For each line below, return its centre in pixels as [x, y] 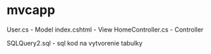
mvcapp [31, 10]
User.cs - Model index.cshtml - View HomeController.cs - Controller [105, 29]
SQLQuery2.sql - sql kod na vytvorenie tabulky [74, 43]
